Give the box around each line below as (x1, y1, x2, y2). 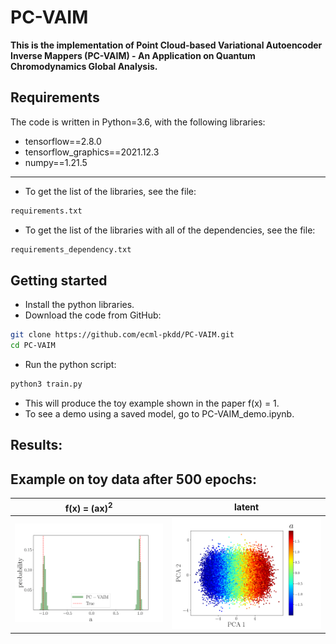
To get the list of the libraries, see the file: (24, 185, 197, 197)
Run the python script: (24, 359, 117, 371)
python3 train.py (10, 379, 83, 390)
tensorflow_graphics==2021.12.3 (24, 146, 160, 158)
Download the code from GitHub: (24, 309, 162, 321)
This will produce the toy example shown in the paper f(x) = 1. (24, 397, 280, 409)
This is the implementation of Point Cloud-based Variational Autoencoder (10, 39, 323, 51)
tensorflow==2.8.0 (24, 135, 102, 147)
